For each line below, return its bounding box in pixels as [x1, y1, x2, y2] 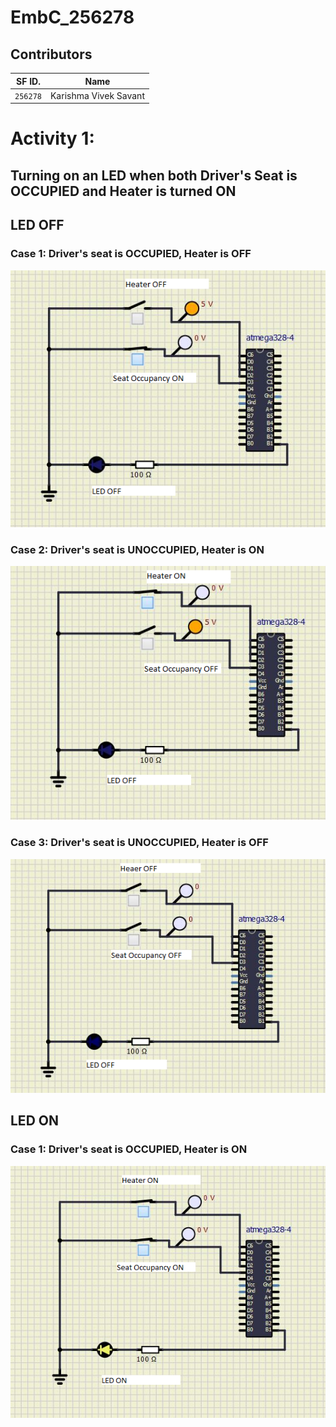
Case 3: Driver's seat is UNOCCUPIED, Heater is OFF [10, 836, 269, 850]
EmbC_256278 [10, 6, 135, 29]
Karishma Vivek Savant [49, 89, 145, 101]
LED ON [10, 1112, 59, 1130]
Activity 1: [10, 127, 95, 150]
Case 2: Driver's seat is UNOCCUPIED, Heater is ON [10, 543, 265, 557]
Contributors [10, 46, 93, 63]
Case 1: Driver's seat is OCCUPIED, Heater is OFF [10, 247, 252, 261]
